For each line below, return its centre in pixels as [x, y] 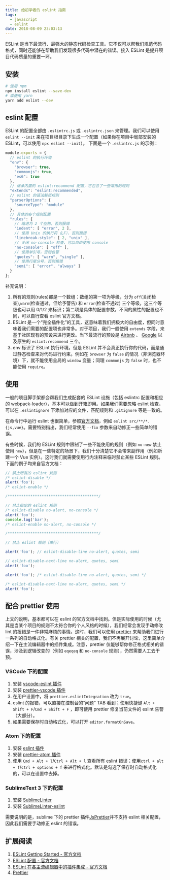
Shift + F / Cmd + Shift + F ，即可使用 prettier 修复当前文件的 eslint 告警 [88, 709]
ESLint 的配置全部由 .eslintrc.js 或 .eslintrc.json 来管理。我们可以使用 [82, 131]
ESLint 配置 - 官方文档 [36, 860]
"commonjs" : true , [34, 172]
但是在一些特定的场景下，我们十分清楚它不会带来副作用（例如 [93, 450]
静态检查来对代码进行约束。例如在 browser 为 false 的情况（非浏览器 [89, 354]
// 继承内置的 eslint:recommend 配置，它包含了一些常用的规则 [70, 186]
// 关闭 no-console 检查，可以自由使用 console [61, 242]
